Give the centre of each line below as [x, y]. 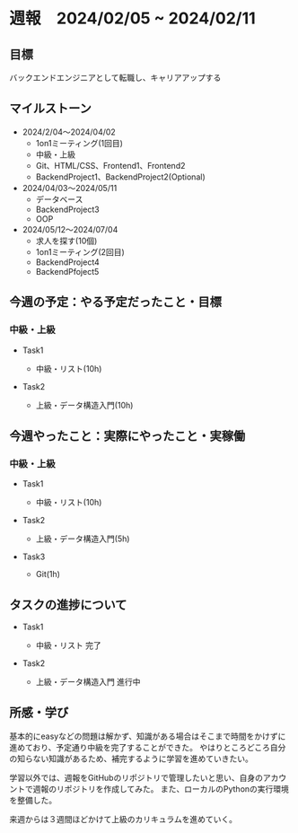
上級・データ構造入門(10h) [84, 405]
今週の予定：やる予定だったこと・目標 [115, 302]
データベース [59, 199]
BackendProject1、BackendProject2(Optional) [121, 177]
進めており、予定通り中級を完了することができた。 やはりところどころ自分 [148, 747]
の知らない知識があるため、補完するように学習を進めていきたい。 [131, 758]
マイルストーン [50, 109]
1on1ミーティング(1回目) [79, 143]
